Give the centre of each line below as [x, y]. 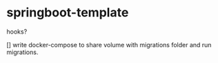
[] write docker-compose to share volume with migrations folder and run [109, 45]
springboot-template [68, 13]
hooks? [17, 32]
